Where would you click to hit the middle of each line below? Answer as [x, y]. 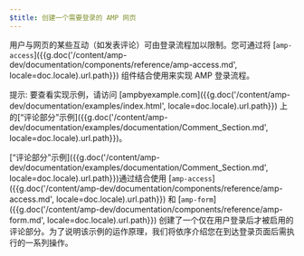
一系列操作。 [49, 242]
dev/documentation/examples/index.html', [88, 106]
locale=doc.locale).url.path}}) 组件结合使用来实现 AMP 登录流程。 [132, 75]
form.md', [27, 220]
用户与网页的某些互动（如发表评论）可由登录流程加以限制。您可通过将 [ [143, 44]
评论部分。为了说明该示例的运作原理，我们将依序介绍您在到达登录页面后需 [148, 231]
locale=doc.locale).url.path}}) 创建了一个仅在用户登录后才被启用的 [170, 220]
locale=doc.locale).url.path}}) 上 [228, 106]
